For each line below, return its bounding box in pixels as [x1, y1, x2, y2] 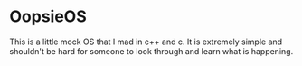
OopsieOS [9, 6, 88, 27]
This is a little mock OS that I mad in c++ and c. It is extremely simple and [9, 36, 283, 47]
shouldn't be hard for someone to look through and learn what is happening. [9, 45, 294, 56]
